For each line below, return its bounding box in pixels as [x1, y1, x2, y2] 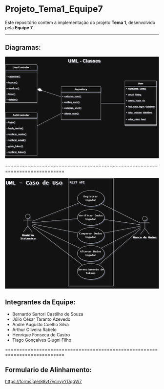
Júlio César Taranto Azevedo [12, 316, 71, 322]
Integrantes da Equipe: [5, 298, 76, 307]
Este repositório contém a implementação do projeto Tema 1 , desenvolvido [5, 19, 155, 25]
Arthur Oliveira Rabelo [12, 327, 57, 332]
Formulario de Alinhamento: [5, 366, 92, 374]
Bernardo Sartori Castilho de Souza [12, 311, 83, 317]
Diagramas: [5, 43, 41, 52]
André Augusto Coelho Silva [12, 321, 69, 327]
